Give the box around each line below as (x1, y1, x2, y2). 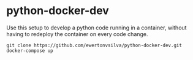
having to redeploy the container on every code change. (6, 30, 148, 37)
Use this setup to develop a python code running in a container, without (6, 24, 187, 31)
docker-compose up (6, 47, 53, 54)
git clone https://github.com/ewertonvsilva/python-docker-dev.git (6, 42, 183, 48)
